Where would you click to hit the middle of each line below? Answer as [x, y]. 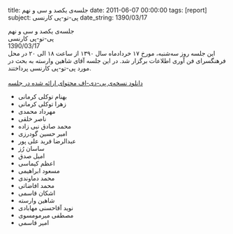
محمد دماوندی [36, 178]
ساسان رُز [31, 148]
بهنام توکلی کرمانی [42, 96]
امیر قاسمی [33, 222]
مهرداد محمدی [37, 111]
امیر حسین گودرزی [43, 133]
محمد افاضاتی [36, 185]
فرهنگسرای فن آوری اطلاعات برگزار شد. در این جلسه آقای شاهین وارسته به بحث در [117, 61]
